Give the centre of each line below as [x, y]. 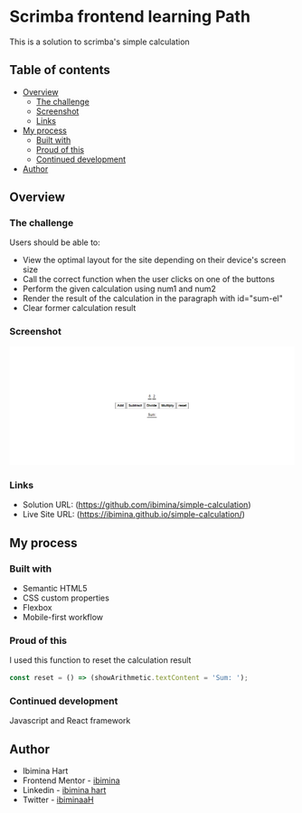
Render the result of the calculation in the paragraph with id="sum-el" [152, 298]
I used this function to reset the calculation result [100, 660]
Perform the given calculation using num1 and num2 [119, 289]
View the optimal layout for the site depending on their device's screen [154, 260]
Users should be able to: [55, 242]
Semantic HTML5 [55, 588]
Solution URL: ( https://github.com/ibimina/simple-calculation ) [137, 505]
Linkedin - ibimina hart [64, 790]
